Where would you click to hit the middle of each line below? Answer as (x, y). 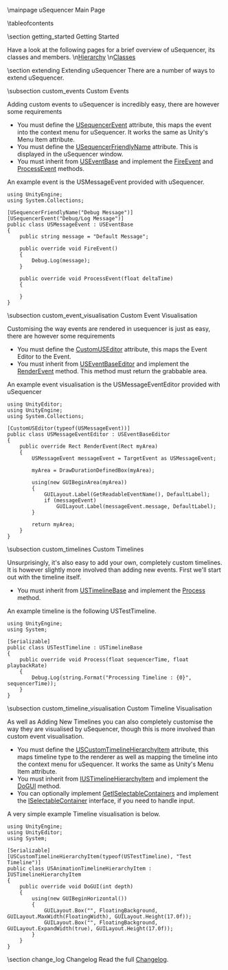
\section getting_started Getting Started (63, 36)
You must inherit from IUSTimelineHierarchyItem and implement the (113, 779)
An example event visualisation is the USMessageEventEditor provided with (114, 384)
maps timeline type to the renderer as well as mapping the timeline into (117, 757)
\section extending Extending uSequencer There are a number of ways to (111, 70)
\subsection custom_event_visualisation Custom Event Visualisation (102, 315)
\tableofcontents (30, 23)
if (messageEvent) (70, 500)
